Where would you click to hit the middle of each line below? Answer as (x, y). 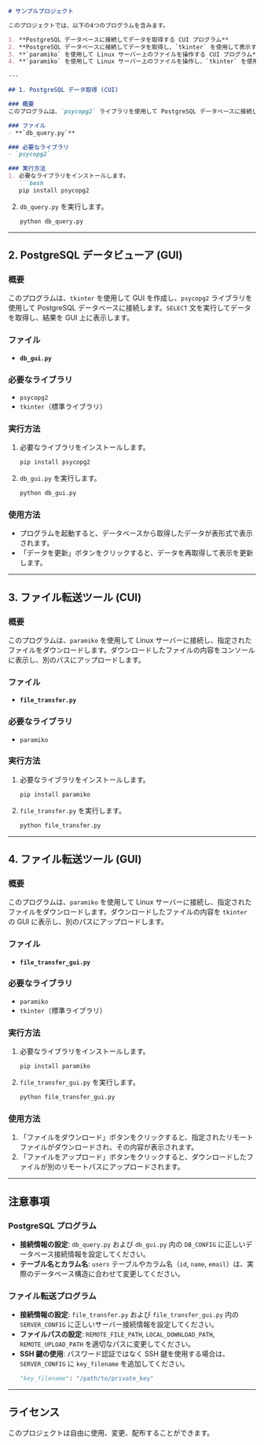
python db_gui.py (48, 493)
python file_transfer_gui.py (67, 1097)
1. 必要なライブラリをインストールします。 (69, 176)
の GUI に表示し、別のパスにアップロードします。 (88, 922)
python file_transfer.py (60, 825)
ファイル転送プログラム (52, 1296)
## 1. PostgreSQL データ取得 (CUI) (64, 90)
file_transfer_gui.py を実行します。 (79, 1082)
